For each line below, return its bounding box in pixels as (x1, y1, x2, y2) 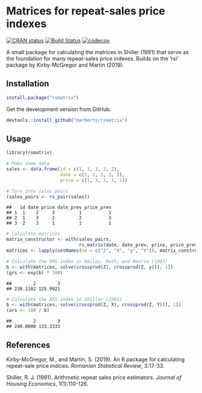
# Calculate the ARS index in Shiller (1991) (6, 296, 122, 302)
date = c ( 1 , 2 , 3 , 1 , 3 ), (60, 171, 125, 178)
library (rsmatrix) (6, 150, 52, 156)
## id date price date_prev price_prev (6, 204, 112, 211)
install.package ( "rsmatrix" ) (6, 94, 79, 100)
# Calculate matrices (6, 231, 61, 237)
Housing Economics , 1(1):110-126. (6, 380, 88, 387)
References (6, 340, 50, 350)
